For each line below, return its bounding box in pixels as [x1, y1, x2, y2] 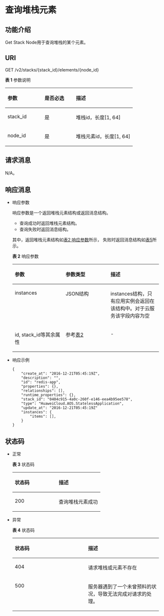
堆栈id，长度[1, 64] [76, 114, 121, 120]
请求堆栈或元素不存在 [87, 564, 137, 571]
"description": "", [21, 376, 61, 380]
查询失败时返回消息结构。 [19, 226, 71, 233]
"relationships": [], [21, 388, 65, 393]
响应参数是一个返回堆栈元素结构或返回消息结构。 [12, 210, 111, 216]
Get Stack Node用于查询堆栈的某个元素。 [5, 40, 88, 45]
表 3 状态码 [12, 461, 35, 468]
